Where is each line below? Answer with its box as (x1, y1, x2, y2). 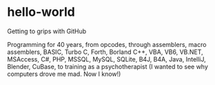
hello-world (7, 4, 76, 20)
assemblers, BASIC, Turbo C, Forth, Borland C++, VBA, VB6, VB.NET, (7, 48, 203, 56)
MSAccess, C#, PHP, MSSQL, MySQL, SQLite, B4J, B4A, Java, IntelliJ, (7, 55, 207, 63)
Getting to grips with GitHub (7, 27, 87, 35)
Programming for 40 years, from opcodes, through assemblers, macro (7, 40, 207, 48)
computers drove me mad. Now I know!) (7, 70, 121, 78)
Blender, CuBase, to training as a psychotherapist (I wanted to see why (7, 62, 209, 70)
